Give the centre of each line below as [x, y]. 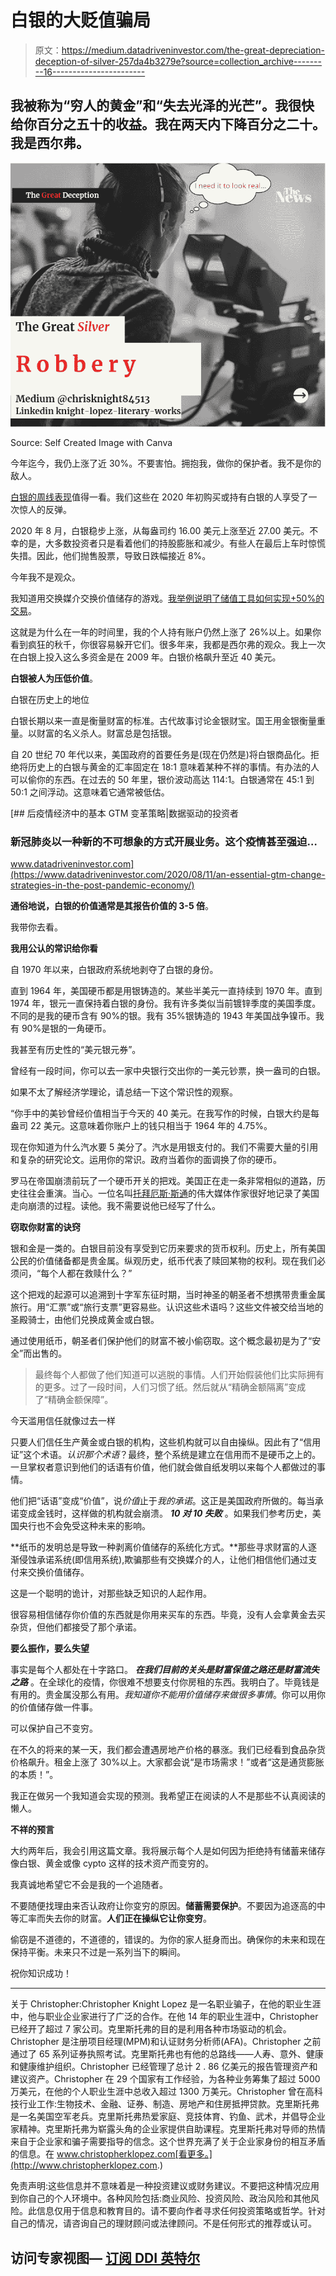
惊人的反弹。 [45, 510]
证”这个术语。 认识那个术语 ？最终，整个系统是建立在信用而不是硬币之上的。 [166, 1455]
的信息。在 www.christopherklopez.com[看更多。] [111, 2154]
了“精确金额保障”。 [74, 1400]
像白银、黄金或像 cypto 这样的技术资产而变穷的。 [112, 1863]
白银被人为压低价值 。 [54, 678]
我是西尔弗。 [50, 143]
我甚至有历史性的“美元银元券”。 [76, 1050]
